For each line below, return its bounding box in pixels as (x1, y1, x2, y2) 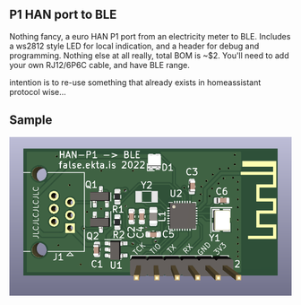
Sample (9, 112, 53, 128)
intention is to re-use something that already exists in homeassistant (9, 76, 262, 88)
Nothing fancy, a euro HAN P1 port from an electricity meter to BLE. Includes (9, 30, 291, 41)
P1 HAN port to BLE (9, 7, 117, 22)
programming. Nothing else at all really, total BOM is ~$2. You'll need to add (9, 49, 289, 61)
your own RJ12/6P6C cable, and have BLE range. (9, 59, 191, 70)
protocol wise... (9, 86, 67, 97)
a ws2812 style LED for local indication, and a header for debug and (9, 40, 260, 51)
